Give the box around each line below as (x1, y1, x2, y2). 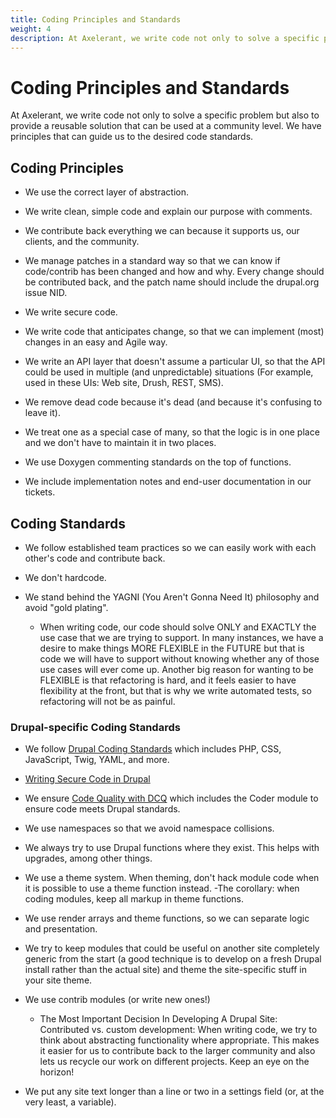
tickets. (24, 486, 56, 498)
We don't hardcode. (24, 571, 107, 583)
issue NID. (24, 287, 68, 299)
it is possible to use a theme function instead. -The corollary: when (24, 882, 300, 895)
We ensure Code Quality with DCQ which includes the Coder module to (24, 792, 319, 805)
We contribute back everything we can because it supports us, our (24, 225, 300, 237)
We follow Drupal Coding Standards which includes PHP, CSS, (24, 743, 282, 755)
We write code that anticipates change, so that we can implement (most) (24, 326, 325, 338)
